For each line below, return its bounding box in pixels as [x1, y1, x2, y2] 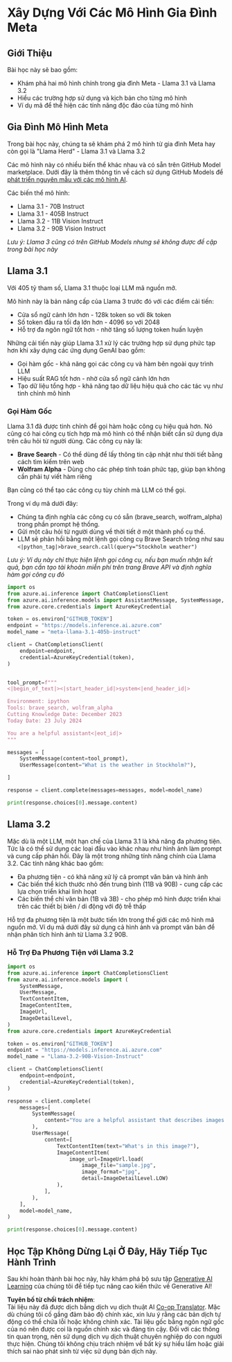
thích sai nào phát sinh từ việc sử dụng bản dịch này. [7, 1347, 158, 1355]
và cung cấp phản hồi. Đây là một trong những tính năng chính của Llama [7, 851, 216, 860]
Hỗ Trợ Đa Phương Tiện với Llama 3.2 [7, 947, 134, 957]
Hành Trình [7, 1256, 57, 1268]
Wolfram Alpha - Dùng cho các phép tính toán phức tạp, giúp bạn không [17, 465, 226, 473]
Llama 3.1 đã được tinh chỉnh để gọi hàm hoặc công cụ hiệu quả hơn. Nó [7, 422, 213, 430]
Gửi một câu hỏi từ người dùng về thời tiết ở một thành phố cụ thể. [17, 527, 206, 536]
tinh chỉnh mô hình [17, 389, 71, 397]
